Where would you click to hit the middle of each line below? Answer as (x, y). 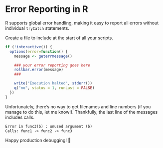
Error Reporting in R (47, 9)
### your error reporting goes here (52, 65)
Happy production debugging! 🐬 (38, 141)
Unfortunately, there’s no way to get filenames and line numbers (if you (78, 107)
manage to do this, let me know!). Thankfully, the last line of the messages (81, 112)
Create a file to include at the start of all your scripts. (59, 38)
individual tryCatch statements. (37, 28)
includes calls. (20, 117)
